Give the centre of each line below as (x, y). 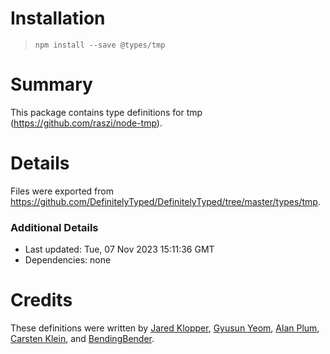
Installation (58, 18)
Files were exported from (62, 191)
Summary (51, 84)
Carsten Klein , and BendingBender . (82, 339)
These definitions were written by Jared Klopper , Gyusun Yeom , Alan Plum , (165, 328)
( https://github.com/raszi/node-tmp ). (86, 123)
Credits (41, 300)
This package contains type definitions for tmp (106, 112)
